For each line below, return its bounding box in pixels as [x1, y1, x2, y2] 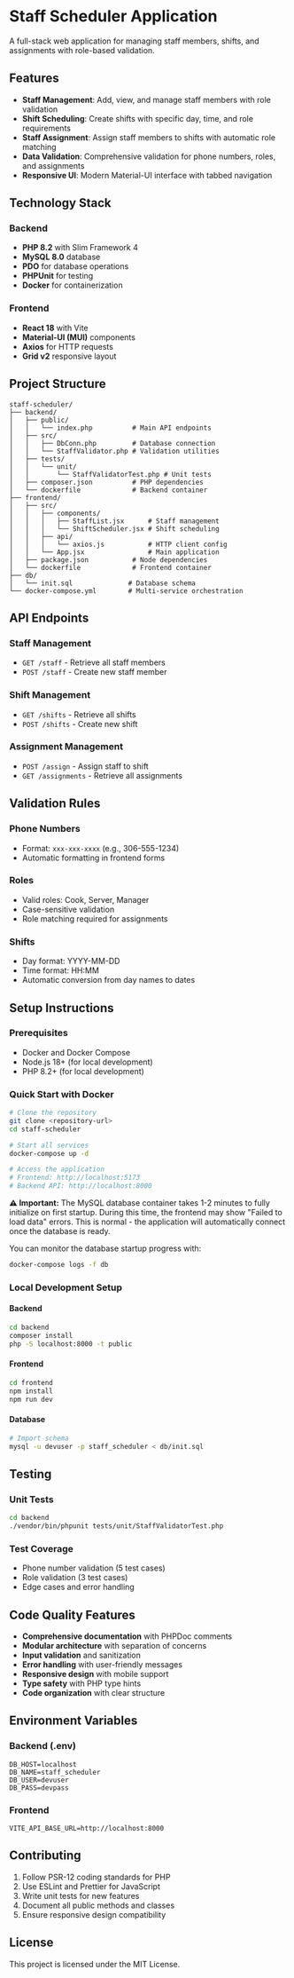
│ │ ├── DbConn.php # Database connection [9, 439, 216, 447]
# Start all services [9, 1141, 89, 1150]
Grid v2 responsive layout [21, 351, 117, 361]
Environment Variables [9, 1713, 138, 1729]
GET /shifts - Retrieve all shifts [21, 708, 136, 720]
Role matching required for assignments [21, 913, 168, 924]
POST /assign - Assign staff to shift [21, 761, 149, 771]
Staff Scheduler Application [9, 6, 218, 27]
